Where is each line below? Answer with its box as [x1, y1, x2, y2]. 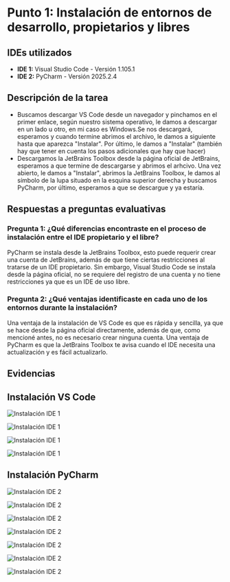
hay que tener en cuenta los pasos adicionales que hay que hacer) [16, 146, 206, 155]
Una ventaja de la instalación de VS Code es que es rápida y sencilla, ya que [7, 318, 224, 327]
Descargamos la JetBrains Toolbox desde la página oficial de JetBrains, [16, 154, 220, 162]
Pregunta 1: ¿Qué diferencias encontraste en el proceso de [7, 224, 207, 234]
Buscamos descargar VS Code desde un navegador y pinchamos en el [16, 110, 218, 118]
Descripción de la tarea [7, 92, 108, 104]
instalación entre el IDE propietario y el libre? [7, 232, 159, 242]
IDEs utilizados [7, 47, 72, 58]
